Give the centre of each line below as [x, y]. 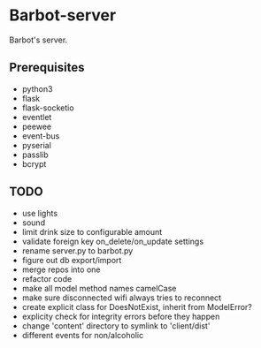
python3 [37, 88]
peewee [36, 126]
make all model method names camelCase [99, 288]
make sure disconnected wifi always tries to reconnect [122, 298]
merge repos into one [61, 269]
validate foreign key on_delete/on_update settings [113, 241]
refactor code [47, 278]
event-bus [41, 136]
